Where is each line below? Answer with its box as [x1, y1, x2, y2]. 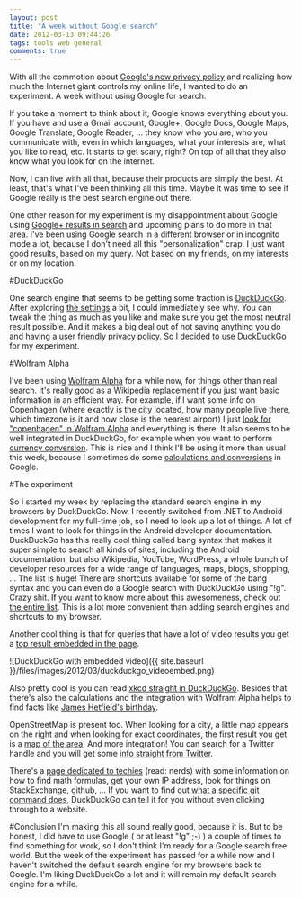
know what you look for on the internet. [9, 156, 155, 167]
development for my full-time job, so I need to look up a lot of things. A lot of [9, 515, 292, 527]
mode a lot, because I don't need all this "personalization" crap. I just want [9, 239, 285, 249]
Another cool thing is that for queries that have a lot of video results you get [9, 629, 289, 639]
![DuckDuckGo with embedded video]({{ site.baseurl [9, 656, 204, 667]
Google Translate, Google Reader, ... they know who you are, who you [9, 127, 268, 138]
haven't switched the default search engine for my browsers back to [9, 859, 262, 870]
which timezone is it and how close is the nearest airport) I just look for [9, 413, 271, 424]
